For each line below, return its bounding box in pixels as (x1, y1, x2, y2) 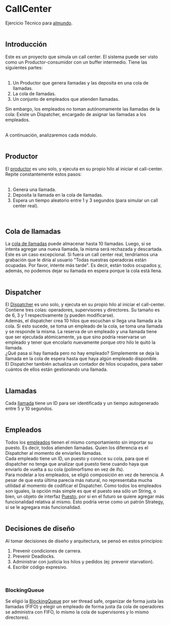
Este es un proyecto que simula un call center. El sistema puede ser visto (5, 53, 158, 60)
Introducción (5, 40, 47, 49)
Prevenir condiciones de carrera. (12, 548, 81, 554)
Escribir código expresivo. (12, 564, 68, 570)
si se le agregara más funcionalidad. (5, 504, 81, 510)
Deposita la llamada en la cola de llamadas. (12, 192, 103, 198)
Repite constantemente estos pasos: (5, 171, 82, 177)
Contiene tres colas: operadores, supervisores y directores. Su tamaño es (5, 307, 160, 313)
